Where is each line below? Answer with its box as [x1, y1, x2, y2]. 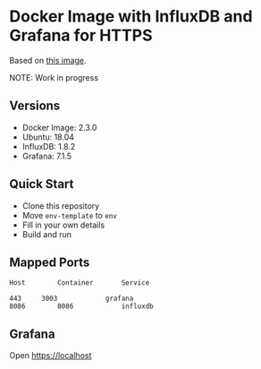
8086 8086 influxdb [9, 302, 154, 311]
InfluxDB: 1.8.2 [21, 141, 76, 151]
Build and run [21, 228, 72, 239]
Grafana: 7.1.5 [21, 150, 72, 161]
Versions [9, 99, 61, 114]
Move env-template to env [21, 210, 118, 220]
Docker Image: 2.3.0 [21, 122, 97, 133]
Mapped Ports [9, 254, 90, 270]
